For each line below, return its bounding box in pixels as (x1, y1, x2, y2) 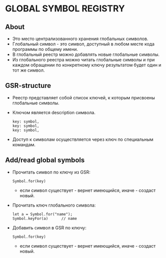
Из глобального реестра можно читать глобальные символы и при (12, 57, 155, 62)
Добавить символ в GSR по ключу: (12, 224, 87, 230)
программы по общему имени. (12, 46, 78, 52)
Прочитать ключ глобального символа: (12, 202, 96, 208)
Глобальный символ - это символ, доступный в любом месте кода (12, 41, 155, 47)
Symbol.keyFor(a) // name (12, 216, 77, 221)
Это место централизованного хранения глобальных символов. (12, 36, 149, 42)
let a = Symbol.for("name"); (12, 212, 73, 216)
